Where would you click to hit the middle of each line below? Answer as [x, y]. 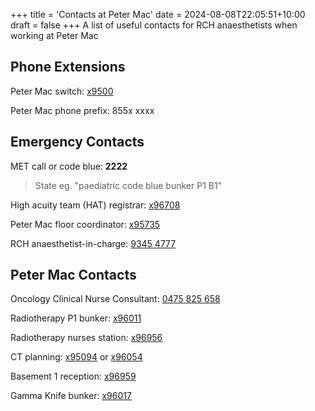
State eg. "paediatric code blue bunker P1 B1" [128, 185]
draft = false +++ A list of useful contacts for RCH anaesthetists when [154, 25]
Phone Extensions [68, 67]
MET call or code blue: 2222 [69, 166]
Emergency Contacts [77, 142]
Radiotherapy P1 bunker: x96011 [76, 318]
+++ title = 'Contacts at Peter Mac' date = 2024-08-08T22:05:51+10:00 [158, 14]
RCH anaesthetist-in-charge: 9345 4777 [93, 243]
